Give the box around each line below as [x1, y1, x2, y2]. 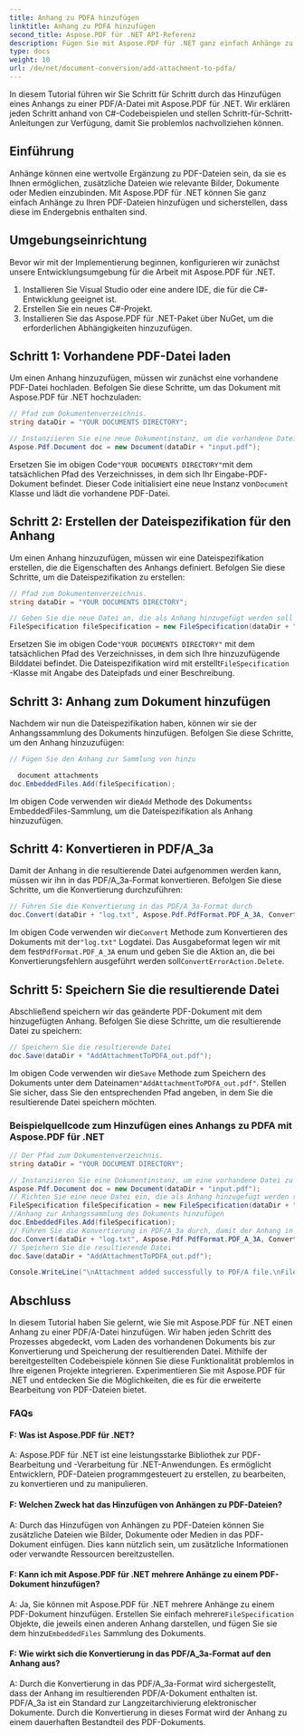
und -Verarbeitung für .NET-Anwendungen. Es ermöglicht [57, 1460, 271, 1470]
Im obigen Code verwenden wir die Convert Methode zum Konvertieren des [9, 927, 288, 938]
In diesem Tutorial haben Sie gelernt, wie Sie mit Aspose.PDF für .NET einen [9, 1317, 293, 1328]
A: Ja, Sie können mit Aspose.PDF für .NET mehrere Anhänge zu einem [9, 1598, 275, 1609]
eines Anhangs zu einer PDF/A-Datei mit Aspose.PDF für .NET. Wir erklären [9, 98, 290, 109]
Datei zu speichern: [9, 1025, 82, 1036]
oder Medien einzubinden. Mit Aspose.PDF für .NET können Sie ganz [9, 187, 267, 198]
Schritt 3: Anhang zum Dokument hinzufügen [9, 694, 271, 709]
